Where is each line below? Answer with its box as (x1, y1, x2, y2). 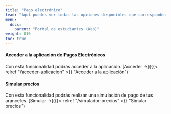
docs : (10, 22, 22, 27)
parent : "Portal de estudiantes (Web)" (14, 27, 100, 32)
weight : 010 (5, 31, 31, 36)
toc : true (5, 36, 27, 42)
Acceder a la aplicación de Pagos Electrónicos (5, 52, 106, 58)
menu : (5, 17, 17, 22)
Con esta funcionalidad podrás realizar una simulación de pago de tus (5, 92, 153, 98)
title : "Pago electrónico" (5, 7, 63, 13)
